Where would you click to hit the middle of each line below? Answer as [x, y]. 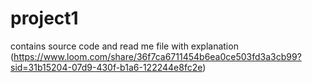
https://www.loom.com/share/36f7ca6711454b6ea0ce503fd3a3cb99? [157, 56]
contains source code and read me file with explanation [124, 46]
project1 [44, 18]
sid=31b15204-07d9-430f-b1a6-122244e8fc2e [106, 67]
